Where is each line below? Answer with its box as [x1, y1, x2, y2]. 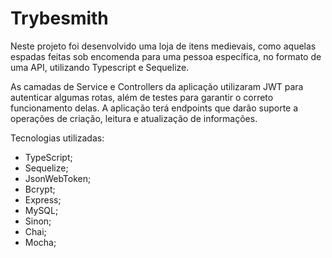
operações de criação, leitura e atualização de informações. [10, 112, 258, 124]
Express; [24, 193, 62, 206]
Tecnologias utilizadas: [10, 132, 105, 144]
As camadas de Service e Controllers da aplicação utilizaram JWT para [10, 80, 304, 92]
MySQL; [24, 204, 59, 216]
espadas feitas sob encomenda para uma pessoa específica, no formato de [10, 50, 322, 62]
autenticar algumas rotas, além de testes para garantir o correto [10, 91, 274, 103]
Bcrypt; [24, 183, 56, 195]
